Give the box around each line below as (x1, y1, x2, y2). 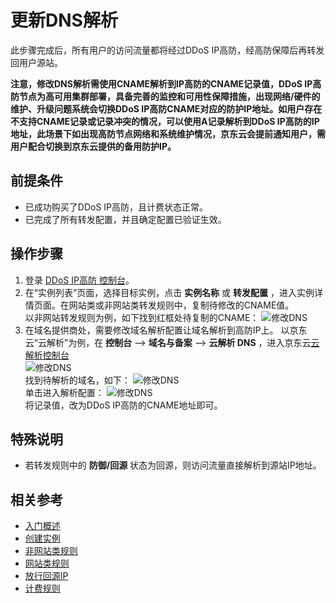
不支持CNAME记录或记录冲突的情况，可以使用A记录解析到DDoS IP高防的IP (10, 115, 320, 127)
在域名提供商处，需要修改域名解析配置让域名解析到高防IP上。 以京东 (24, 324, 308, 336)
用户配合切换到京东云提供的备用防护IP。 (10, 140, 177, 152)
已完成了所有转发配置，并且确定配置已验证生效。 (24, 213, 227, 225)
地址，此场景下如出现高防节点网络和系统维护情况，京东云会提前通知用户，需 (10, 127, 326, 140)
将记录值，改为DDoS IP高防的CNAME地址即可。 (24, 399, 223, 411)
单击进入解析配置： (24, 386, 105, 398)
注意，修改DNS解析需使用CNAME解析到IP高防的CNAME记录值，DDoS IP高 (10, 77, 322, 90)
